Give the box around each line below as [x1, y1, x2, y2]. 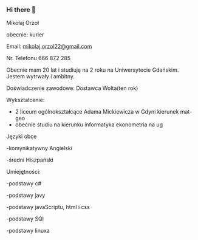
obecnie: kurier [6, 31, 44, 38]
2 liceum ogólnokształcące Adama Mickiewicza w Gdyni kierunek [15, 108, 179, 115]
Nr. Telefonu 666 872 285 [6, 55, 71, 62]
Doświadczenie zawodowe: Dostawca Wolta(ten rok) [6, 84, 138, 92]
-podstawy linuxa [6, 227, 50, 235]
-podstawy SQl [6, 215, 44, 222]
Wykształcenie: [6, 97, 45, 104]
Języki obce [6, 133, 37, 140]
